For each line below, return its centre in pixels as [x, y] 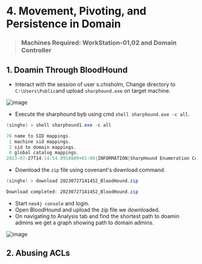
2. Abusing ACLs [38, 253]
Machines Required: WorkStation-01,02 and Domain [99, 43]
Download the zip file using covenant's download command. [90, 170]
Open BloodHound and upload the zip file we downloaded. [87, 210]
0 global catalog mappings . [44, 153]
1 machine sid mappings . [40, 142]
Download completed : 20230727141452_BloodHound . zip [72, 192]
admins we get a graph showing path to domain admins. [84, 222]
